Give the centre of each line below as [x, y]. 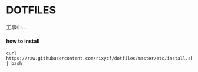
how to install [23, 41]
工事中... [16, 27]
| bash [14, 64]
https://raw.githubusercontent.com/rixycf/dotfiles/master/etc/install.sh [100, 59]
